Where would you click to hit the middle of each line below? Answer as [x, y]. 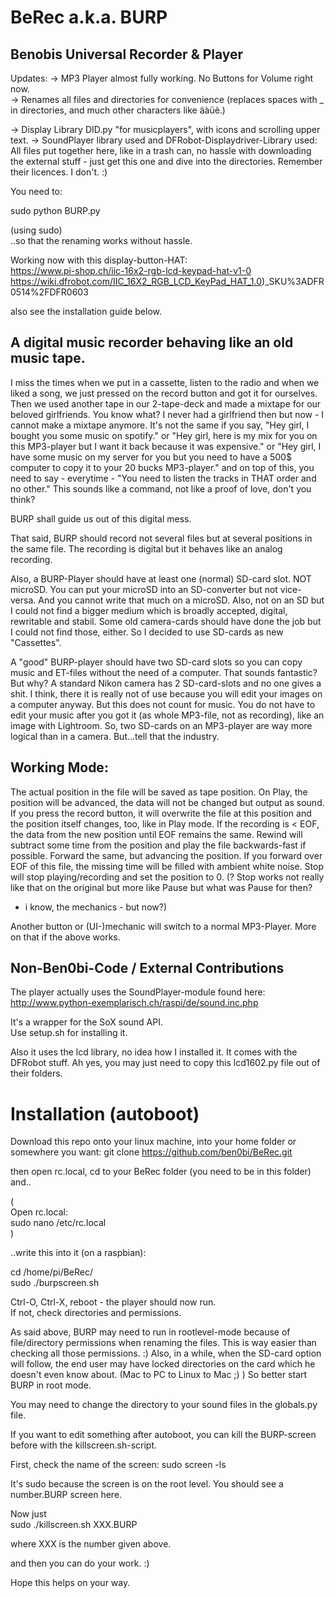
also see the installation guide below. [86, 311]
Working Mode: [59, 767]
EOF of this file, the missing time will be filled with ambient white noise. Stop [167, 866]
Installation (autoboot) [105, 1113]
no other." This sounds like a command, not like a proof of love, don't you [161, 488]
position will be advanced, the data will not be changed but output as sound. [167, 802]
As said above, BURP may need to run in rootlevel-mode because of [150, 1332]
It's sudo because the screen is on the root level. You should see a [147, 1484]
